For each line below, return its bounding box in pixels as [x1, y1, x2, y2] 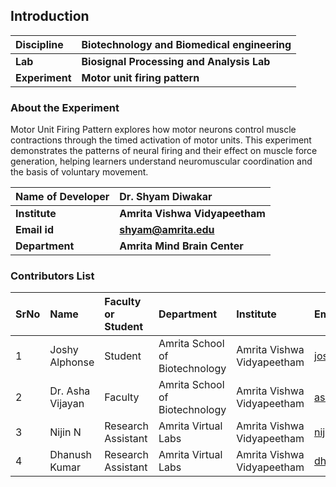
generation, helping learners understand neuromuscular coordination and [10, 155, 313, 168]
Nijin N [49, 425, 82, 439]
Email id [15, 223, 54, 237]
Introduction [10, 8, 90, 25]
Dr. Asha [49, 384, 91, 398]
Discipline [15, 37, 64, 51]
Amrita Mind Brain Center [119, 239, 244, 253]
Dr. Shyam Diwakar [119, 190, 213, 204]
